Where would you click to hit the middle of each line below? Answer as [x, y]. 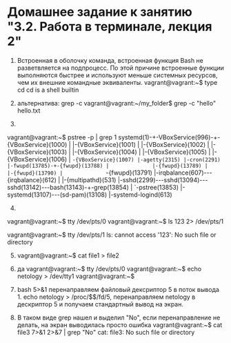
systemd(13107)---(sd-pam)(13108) [57, 195]
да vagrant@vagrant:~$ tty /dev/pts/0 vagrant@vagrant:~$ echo [109, 268]
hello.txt [29, 110]
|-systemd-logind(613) [140, 195]
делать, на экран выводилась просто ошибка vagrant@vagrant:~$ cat [120, 324]
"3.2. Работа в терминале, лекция [110, 27]
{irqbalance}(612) [32, 179]
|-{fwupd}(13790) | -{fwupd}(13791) [80, 173]
